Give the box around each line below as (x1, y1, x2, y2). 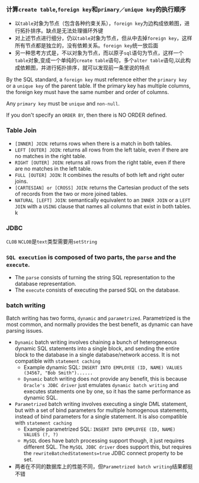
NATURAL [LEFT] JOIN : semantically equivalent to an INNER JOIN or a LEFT (14, 197, 191, 204)
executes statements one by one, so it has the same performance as (23, 388, 191, 395)
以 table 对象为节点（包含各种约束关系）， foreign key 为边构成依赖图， (14, 20, 185, 27)
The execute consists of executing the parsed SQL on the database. (14, 286, 180, 294)
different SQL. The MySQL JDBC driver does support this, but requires (23, 443, 192, 450)
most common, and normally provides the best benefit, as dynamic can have (6, 321, 193, 328)
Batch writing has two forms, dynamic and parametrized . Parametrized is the (6, 315, 191, 322)
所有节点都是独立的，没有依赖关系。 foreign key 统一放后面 (14, 42, 159, 49)
